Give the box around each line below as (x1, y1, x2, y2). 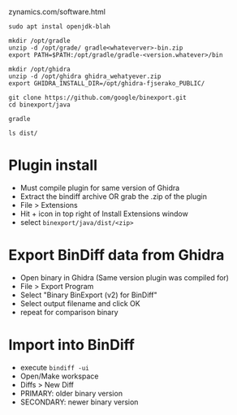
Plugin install (8, 156, 98, 175)
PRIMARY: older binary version (19, 388, 123, 398)
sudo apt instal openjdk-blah (8, 23, 111, 31)
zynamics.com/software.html (8, 7, 106, 16)
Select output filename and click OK (19, 298, 140, 308)
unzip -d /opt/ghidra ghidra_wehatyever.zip (8, 72, 162, 80)
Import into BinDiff (8, 336, 136, 354)
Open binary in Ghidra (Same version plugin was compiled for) (19, 272, 230, 283)
